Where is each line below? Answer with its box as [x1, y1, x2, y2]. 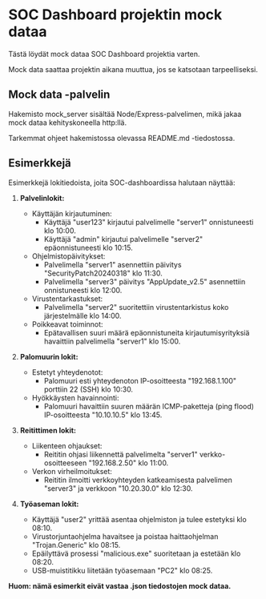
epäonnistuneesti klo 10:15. [43, 243, 134, 252]
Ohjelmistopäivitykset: [31, 251, 106, 261]
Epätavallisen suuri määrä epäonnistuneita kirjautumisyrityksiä [43, 328, 250, 337]
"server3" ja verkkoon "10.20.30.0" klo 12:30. [43, 483, 193, 493]
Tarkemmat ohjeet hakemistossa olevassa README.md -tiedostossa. [8, 133, 236, 143]
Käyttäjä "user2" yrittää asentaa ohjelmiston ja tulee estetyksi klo [31, 514, 247, 524]
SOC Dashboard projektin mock [8, 6, 223, 24]
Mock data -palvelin [8, 88, 111, 102]
